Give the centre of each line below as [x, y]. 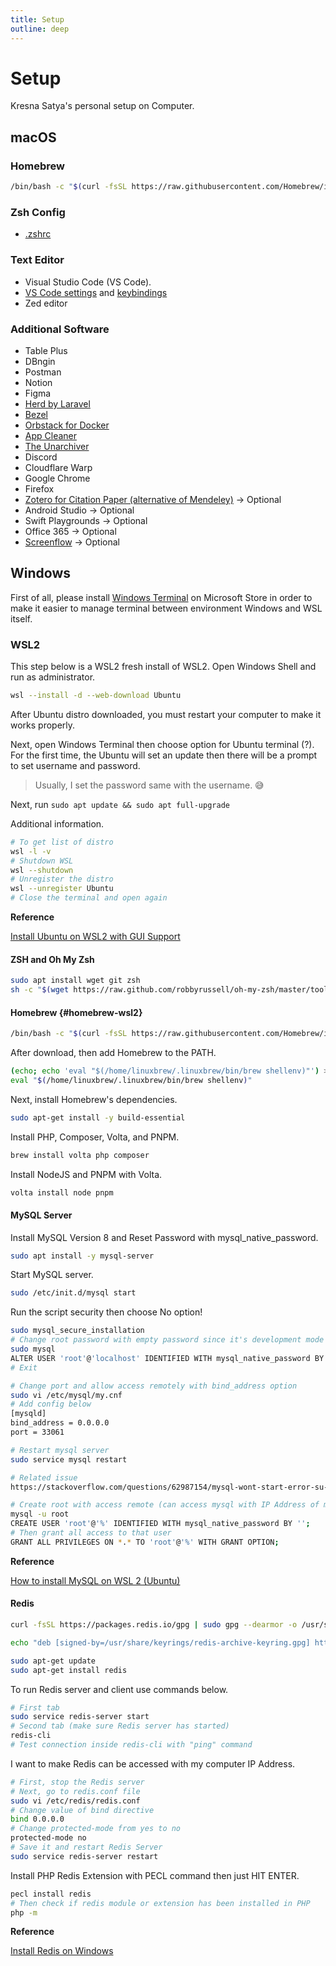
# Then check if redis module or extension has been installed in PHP [160, 1903]
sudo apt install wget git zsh [75, 981]
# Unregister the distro [62, 879]
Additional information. [57, 823]
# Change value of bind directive [82, 1810]
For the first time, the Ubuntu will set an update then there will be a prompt [164, 755]
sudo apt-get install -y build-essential [98, 1117]
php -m [24, 1912]
